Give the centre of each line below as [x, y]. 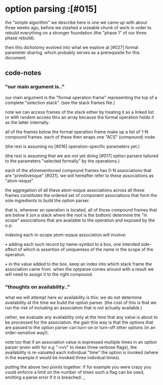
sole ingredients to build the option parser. [47, 200]
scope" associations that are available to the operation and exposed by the [80, 220]
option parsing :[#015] [51, 9]
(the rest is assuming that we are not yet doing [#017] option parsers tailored [82, 156]
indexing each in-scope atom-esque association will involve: [66, 235]
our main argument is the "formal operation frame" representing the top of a [81, 97]
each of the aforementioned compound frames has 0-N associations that [78, 170]
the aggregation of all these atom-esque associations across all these [75, 190]
